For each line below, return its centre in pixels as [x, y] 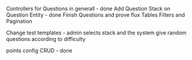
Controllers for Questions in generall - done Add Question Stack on [88, 9]
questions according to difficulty [46, 39]
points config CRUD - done [39, 50]
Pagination [19, 21]
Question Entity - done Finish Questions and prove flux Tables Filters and [96, 15]
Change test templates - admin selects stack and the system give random [96, 33]
